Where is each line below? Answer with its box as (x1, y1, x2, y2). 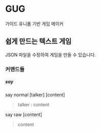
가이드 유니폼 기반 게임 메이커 (5, 20, 64, 27)
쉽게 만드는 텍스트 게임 (5, 37, 72, 46)
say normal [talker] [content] (5, 92, 65, 98)
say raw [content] (5, 111, 42, 118)
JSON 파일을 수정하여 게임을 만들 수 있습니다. (5, 52, 96, 58)
